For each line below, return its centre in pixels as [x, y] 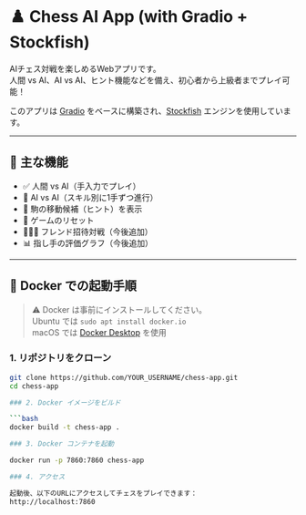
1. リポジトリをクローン [61, 358]
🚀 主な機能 [39, 163]
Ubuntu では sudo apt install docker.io [109, 321]
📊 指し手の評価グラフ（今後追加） [87, 242]
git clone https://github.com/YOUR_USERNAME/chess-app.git [124, 377]
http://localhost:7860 [52, 501]
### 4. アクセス [37, 477]
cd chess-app [34, 386]
